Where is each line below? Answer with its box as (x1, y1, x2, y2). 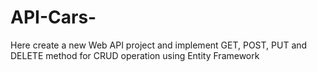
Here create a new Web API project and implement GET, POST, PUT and (10, 39, 308, 51)
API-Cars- (10, 6, 97, 29)
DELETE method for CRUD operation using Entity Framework (10, 49, 260, 61)
